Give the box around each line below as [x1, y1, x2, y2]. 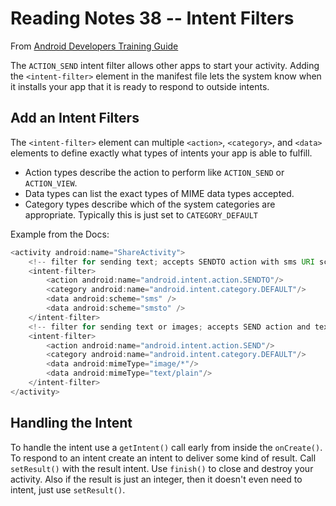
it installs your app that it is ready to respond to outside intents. [10, 80, 270, 92]
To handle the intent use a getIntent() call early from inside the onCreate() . [10, 441, 323, 453]
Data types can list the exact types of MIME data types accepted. [24, 187, 295, 199]
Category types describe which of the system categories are [24, 198, 276, 210]
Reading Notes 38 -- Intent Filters [10, 7, 295, 30]
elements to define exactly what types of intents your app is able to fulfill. [10, 147, 313, 159]
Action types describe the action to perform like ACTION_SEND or [24, 166, 285, 178]
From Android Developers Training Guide [10, 40, 179, 52]
